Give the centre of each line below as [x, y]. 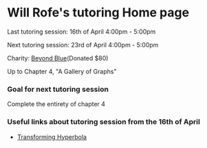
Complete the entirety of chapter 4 [56, 104]
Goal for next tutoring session [58, 89]
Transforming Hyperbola [52, 137]
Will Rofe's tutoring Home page [98, 13]
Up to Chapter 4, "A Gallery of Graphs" [62, 71]
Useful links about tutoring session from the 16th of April [104, 122]
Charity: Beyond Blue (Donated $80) [58, 58]
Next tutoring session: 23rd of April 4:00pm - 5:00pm [83, 45]
